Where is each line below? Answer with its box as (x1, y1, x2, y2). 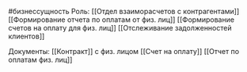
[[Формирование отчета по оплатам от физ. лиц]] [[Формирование (8, 15, 235, 24)
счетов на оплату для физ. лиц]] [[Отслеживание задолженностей (8, 23, 232, 32)
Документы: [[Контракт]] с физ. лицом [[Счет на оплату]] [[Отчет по (8, 47, 240, 56)
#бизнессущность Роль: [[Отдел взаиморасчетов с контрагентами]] (8, 7, 240, 16)
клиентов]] (8, 31, 45, 41)
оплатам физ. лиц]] (8, 55, 73, 64)
